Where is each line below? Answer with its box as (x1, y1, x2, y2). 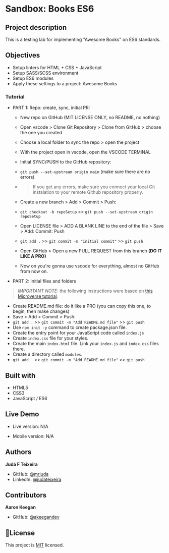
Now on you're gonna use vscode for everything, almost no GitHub (20, 263, 160, 269)
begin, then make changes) (12, 308, 70, 314)
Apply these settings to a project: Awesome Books (12, 80, 118, 86)
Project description (5, 23, 67, 32)
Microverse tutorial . (17, 293, 59, 299)
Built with (5, 371, 36, 380)
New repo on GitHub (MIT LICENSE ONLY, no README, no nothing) (20, 115, 160, 121)
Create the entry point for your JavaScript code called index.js (12, 330, 144, 336)
